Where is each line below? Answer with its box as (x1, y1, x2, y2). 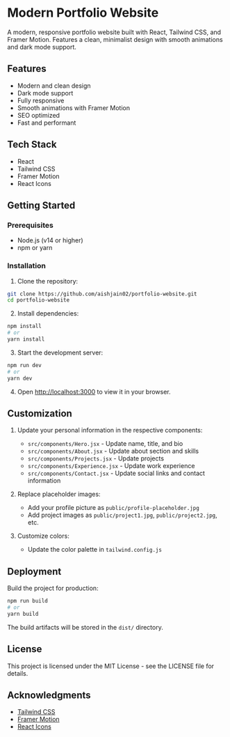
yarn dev (7, 375, 33, 382)
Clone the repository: (17, 277, 79, 285)
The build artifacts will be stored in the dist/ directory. (7, 623, 163, 631)
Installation (7, 261, 47, 271)
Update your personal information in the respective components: (17, 426, 203, 435)
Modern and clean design (17, 82, 92, 90)
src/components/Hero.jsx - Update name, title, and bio (27, 440, 183, 448)
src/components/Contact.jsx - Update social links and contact (27, 469, 205, 478)
